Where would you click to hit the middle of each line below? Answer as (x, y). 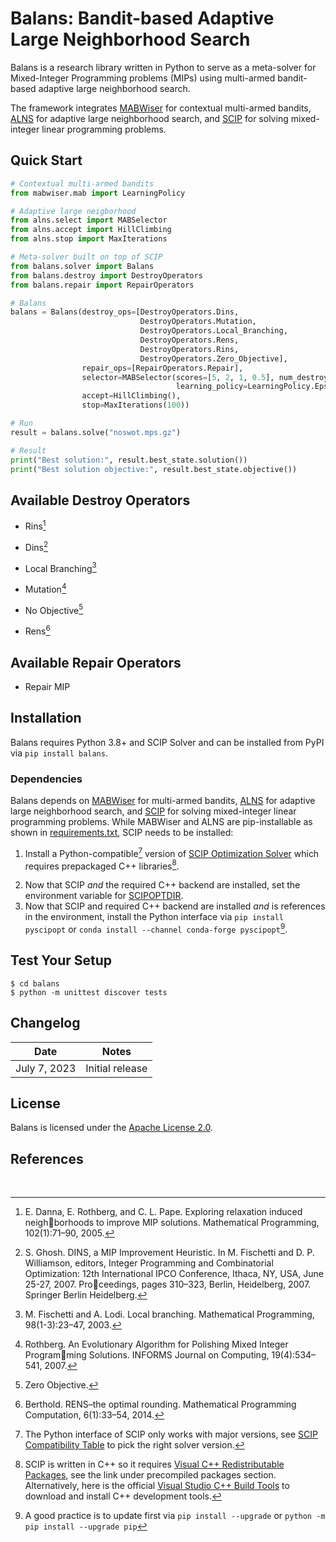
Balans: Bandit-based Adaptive (142, 18)
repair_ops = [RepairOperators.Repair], (162, 368)
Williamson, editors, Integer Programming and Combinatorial (149, 1263)
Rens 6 (37, 630)
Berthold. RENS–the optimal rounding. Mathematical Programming (160, 1404)
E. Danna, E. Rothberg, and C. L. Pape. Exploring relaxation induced (163, 1212)
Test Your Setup (61, 960)
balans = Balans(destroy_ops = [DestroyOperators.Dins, (125, 312)
